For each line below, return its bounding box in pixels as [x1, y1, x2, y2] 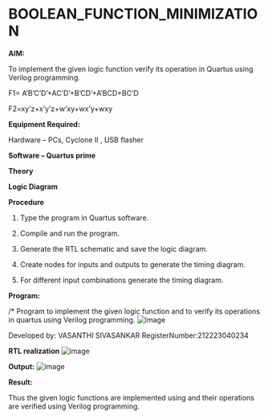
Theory [8, 166, 34, 175]
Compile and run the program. [19, 228, 120, 238]
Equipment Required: [8, 119, 80, 129]
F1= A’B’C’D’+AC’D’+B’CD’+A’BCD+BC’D [8, 88, 139, 97]
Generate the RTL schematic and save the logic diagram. [19, 244, 209, 253]
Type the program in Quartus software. [19, 212, 149, 222]
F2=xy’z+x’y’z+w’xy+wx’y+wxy [8, 104, 113, 113]
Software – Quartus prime [8, 150, 96, 160]
